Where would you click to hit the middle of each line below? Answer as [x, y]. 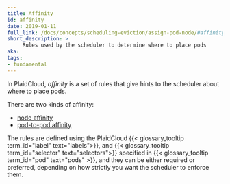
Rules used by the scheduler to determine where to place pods [114, 45]
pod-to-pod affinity [44, 124]
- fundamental [27, 64]
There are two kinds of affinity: [51, 104]
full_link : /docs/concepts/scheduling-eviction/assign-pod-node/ [102, 32]
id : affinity [26, 20]
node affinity [35, 118]
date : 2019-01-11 [32, 26]
